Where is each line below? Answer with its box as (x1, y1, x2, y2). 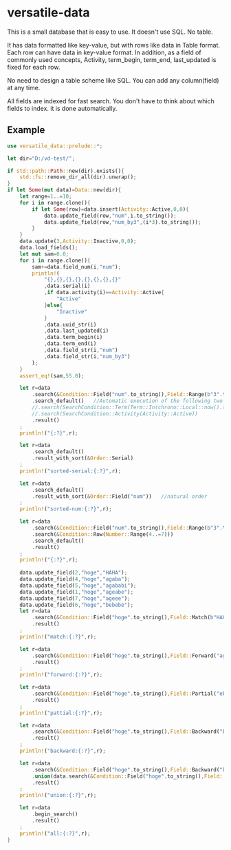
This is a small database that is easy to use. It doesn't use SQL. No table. (7, 28, 213, 36)
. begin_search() (32, 811, 78, 818)
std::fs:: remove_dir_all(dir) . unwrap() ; (19, 174, 137, 180)
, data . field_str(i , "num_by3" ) (43, 353, 131, 360)
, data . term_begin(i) (43, 334, 103, 341)
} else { (43, 302, 63, 309)
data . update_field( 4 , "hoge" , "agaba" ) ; (19, 576, 131, 583)
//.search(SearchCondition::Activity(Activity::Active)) (32, 410, 198, 417)
